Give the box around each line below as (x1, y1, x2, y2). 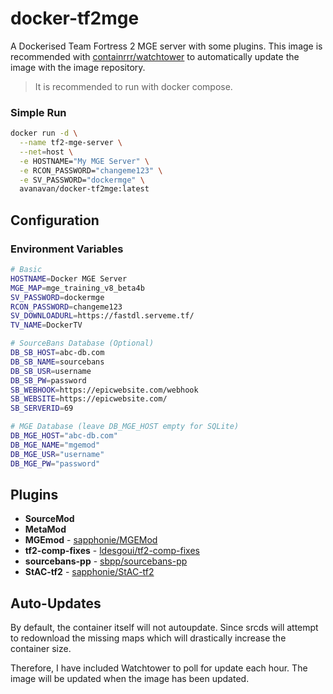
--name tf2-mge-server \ (19, 138, 123, 148)
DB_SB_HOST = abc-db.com (10, 348, 105, 358)
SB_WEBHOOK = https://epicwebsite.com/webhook (10, 385, 199, 395)
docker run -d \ (10, 128, 78, 139)
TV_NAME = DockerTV (10, 320, 83, 331)
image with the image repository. (10, 61, 146, 73)
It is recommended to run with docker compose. (34, 80, 233, 92)
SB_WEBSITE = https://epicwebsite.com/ (10, 394, 168, 404)
